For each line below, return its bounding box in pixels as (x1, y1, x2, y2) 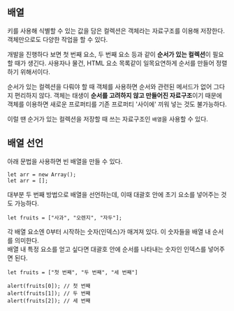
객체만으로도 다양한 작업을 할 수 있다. (7, 35, 108, 43)
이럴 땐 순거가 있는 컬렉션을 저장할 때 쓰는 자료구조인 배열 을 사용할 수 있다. (7, 115, 208, 123)
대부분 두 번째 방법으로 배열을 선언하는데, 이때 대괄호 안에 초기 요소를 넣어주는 (7, 190, 220, 198)
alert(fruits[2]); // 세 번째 (7, 297, 91, 304)
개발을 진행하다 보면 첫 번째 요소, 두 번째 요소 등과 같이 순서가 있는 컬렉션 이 (7, 50, 212, 58)
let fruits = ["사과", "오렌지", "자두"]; (7, 214, 122, 222)
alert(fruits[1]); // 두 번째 (7, 289, 91, 297)
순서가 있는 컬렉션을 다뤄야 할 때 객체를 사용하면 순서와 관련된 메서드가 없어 (7, 82, 212, 91)
